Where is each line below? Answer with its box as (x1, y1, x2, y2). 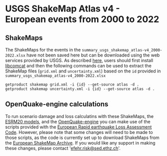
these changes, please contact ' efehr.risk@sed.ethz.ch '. (5, 145, 121, 151)
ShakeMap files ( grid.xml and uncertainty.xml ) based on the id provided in (5, 68, 161, 74)
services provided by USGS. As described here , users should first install (5, 57, 154, 63)
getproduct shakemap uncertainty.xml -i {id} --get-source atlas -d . (5, 86, 155, 91)
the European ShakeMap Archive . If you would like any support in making (5, 139, 156, 145)
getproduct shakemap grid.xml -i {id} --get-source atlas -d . (5, 82, 140, 87)
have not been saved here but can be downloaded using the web (26, 52, 160, 58)
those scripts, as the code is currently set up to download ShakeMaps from (5, 134, 160, 140)
